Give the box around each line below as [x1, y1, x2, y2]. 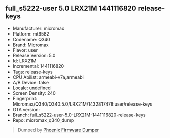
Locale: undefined [12, 85, 51, 91]
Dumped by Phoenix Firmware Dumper [17, 127, 99, 133]
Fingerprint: [12, 95, 38, 101]
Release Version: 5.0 [12, 52, 56, 58]
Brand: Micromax [12, 42, 49, 48]
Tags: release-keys [12, 68, 53, 75]
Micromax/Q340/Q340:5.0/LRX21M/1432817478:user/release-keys [12, 101, 153, 107]
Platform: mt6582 [12, 30, 50, 37]
